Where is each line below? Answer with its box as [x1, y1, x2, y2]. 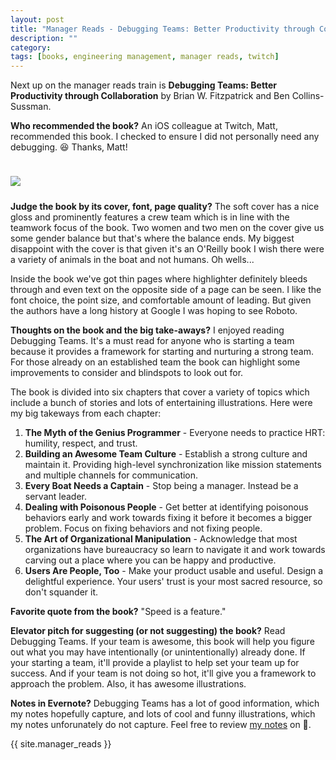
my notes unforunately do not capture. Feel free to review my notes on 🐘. [10, 719, 312, 731]
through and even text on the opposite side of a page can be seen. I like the [10, 284, 322, 296]
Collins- [291, 90, 325, 102]
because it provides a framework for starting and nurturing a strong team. [10, 346, 315, 358]
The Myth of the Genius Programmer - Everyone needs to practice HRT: [24, 427, 326, 439]
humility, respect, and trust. [24, 437, 138, 450]
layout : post [10, 14, 65, 25]
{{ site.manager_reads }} [10, 738, 112, 750]
